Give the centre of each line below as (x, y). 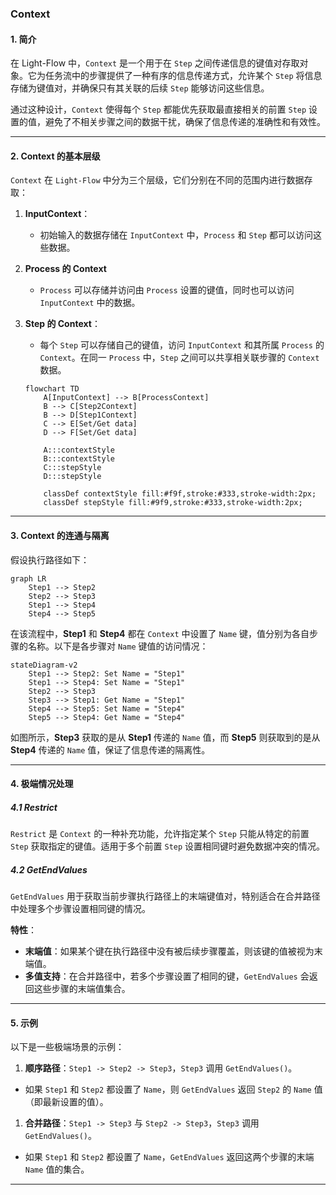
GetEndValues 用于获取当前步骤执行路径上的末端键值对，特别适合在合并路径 (165, 896)
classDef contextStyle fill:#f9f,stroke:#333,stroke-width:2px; (180, 494)
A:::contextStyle (79, 450)
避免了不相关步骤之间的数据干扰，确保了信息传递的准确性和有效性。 (185, 122)
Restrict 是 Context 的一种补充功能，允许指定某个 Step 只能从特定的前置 (160, 834)
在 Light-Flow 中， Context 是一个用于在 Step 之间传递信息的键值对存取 (155, 63)
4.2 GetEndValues (49, 869)
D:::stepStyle (72, 477)
